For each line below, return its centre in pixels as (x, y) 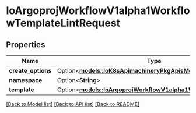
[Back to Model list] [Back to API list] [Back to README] (73, 104)
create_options (30, 71)
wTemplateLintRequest (63, 23)
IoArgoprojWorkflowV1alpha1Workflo (98, 11)
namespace (26, 80)
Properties (26, 45)
